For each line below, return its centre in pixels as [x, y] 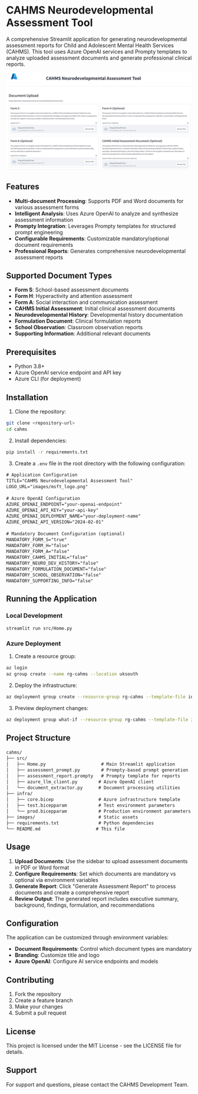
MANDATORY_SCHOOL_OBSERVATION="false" [54, 575]
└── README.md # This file [66, 829]
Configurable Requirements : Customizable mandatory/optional [92, 238]
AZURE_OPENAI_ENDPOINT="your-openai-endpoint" [64, 504]
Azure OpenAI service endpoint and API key [68, 373]
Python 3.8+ [30, 366]
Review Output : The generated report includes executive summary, [97, 899]
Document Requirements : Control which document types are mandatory [103, 949]
